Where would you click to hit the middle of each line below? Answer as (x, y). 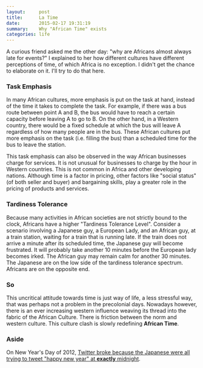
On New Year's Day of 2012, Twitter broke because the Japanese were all (98, 352)
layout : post (28, 12)
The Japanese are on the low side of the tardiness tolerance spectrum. (95, 262)
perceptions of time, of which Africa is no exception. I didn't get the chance (101, 65)
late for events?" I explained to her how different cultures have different (95, 58)
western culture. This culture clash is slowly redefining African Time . (93, 324)
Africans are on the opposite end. (48, 269)
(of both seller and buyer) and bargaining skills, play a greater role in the (96, 182)
